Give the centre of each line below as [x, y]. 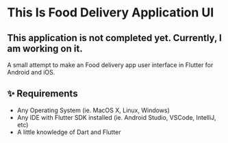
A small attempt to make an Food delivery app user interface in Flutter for [110, 65]
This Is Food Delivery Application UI [111, 13]
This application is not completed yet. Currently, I [115, 38]
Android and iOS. [31, 72]
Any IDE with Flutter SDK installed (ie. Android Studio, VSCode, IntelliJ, [116, 117]
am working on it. [45, 48]
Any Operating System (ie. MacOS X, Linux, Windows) [93, 110]
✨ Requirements [42, 94]
